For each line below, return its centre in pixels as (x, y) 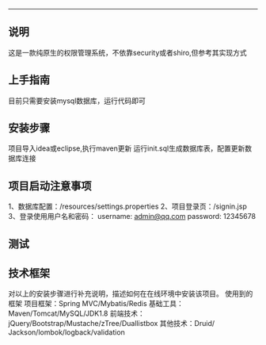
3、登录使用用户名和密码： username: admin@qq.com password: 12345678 (132, 217)
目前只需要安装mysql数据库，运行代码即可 (77, 101)
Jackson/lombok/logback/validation (66, 332)
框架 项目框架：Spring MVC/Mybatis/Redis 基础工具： (96, 304)
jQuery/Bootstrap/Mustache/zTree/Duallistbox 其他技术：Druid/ (112, 324)
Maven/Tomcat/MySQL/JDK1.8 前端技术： (76, 313)
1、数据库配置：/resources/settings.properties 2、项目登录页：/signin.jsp (127, 206)
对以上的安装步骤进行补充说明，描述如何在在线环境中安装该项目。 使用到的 (131, 293)
